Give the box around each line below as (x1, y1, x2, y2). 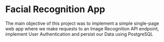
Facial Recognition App (5, 4, 105, 15)
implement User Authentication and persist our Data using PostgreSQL (5, 31, 153, 37)
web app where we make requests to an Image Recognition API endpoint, (5, 25, 159, 31)
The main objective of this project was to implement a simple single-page (5, 20, 159, 26)
